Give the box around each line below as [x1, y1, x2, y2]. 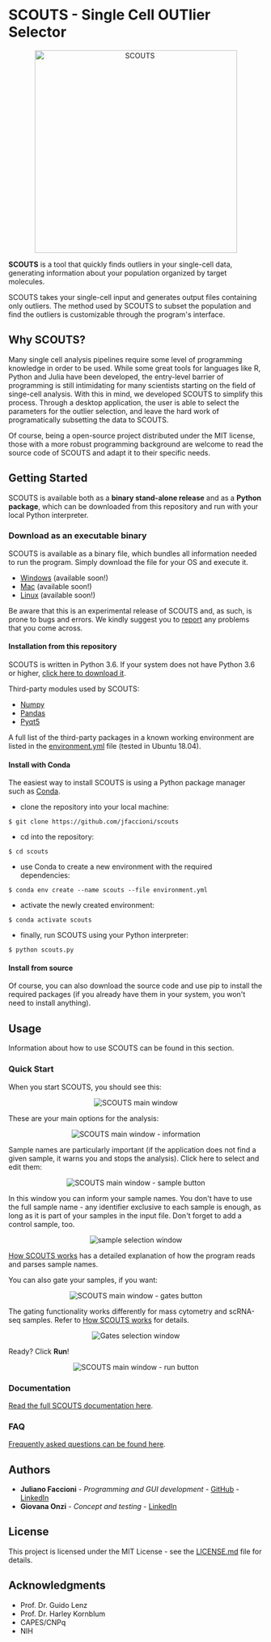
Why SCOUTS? [8, 333, 87, 347]
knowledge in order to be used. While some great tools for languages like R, [8, 363, 261, 373]
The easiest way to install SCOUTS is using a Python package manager [8, 778, 246, 788]
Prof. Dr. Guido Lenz [19, 1600, 88, 1610]
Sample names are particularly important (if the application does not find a [8, 1144, 256, 1154]
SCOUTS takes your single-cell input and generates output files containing [8, 292, 257, 301]
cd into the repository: [19, 832, 95, 842]
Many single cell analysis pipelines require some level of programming [8, 354, 243, 364]
